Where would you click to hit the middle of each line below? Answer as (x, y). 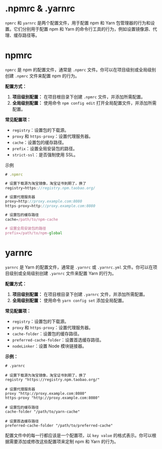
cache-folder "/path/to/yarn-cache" (42, 412)
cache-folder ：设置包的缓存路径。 (47, 334)
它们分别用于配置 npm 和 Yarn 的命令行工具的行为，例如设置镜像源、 (83, 29)
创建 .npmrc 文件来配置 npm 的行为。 (42, 76)
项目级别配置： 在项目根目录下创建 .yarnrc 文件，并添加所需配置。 (80, 294)
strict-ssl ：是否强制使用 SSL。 (45, 155)
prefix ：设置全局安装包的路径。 (45, 148)
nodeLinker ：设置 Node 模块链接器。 (49, 346)
